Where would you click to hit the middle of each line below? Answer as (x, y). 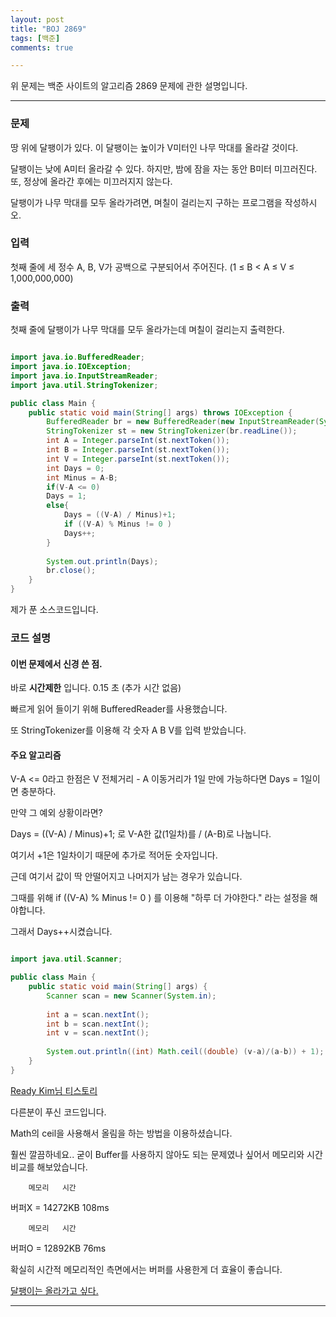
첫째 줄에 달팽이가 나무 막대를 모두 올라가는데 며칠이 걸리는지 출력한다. (147, 330)
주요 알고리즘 (36, 755)
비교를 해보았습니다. (49, 1167)
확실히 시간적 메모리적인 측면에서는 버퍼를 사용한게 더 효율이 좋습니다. (146, 1269)
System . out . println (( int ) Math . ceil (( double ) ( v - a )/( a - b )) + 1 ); (185, 1052)
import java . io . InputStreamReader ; (84, 376)
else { (58, 506)
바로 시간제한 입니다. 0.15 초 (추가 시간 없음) (96, 688)
